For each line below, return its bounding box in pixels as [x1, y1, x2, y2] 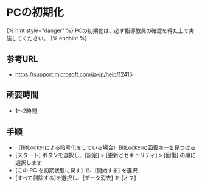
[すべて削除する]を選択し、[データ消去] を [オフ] [15, 174, 136, 182]
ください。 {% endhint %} [22, 34, 87, 41]
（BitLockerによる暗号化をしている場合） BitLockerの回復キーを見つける [15, 144, 196, 151]
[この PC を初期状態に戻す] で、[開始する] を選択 [15, 167, 138, 174]
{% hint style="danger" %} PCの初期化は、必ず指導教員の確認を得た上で [6, 27, 189, 34]
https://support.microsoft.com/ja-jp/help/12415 [15, 71, 133, 78]
